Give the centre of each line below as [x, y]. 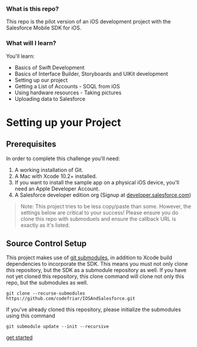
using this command [31, 316]
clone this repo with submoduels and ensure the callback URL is [98, 219]
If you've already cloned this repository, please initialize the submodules [94, 310]
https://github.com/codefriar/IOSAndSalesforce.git [71, 299]
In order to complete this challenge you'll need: [63, 158]
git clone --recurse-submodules [46, 293]
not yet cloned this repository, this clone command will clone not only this [95, 276]
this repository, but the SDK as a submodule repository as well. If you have [96, 270]
